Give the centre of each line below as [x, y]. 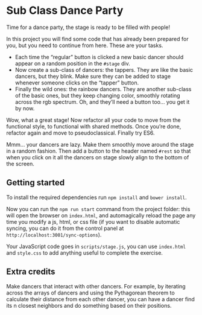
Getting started [36, 183]
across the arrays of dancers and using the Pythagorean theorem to [90, 293]
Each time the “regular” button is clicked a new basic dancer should [99, 57]
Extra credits [31, 272]
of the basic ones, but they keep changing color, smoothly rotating [97, 95]
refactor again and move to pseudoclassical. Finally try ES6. [80, 133]
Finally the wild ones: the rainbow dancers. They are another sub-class [103, 89]
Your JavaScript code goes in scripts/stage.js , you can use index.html [96, 246]
